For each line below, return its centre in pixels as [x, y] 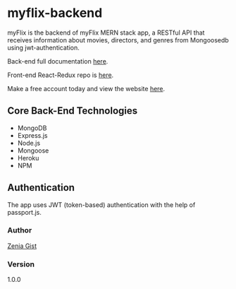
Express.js [32, 135]
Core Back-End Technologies [73, 111]
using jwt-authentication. [43, 47]
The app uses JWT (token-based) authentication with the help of [101, 205]
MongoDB [32, 128]
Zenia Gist [22, 246]
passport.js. [25, 212]
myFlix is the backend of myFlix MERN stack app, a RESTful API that [106, 33]
